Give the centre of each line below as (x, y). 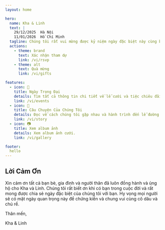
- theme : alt (27, 65)
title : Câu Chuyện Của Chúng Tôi (48, 110)
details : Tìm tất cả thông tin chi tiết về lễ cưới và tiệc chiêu (83, 96)
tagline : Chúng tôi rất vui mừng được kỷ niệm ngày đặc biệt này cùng (83, 42)
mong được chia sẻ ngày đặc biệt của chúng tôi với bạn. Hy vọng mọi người (82, 193)
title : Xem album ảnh (36, 128)
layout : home (18, 10)
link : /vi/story (31, 119)
